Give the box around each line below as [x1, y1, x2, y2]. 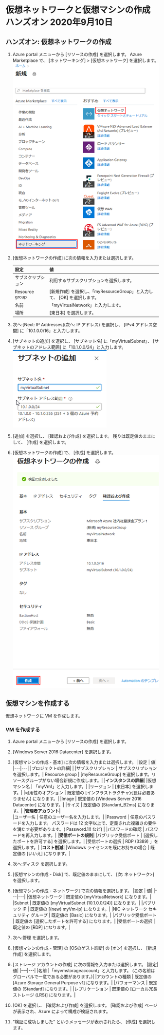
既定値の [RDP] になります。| [12, 924, 71, 930]
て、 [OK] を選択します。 [49, 294, 99, 300]
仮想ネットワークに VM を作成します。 [5, 713, 83, 719]
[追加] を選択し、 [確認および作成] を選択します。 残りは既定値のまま [12, 433, 151, 439]
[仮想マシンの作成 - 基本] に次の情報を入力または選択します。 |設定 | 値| [12, 759, 157, 765]
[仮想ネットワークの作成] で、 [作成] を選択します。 [12, 449, 116, 455]
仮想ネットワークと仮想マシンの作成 [5, 4, 151, 16]
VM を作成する [5, 726, 40, 733]
